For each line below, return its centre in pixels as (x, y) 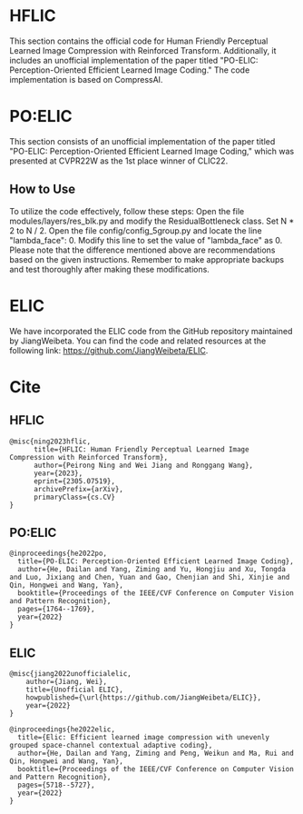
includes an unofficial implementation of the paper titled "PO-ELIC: (134, 60)
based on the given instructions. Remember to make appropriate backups (147, 259)
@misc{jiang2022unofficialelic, (70, 674)
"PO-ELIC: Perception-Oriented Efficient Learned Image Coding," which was (152, 151)
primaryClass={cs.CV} (74, 497)
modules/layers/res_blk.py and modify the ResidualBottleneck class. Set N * (152, 221)
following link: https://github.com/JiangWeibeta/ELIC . (109, 350)
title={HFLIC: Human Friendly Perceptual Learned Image (141, 449)
